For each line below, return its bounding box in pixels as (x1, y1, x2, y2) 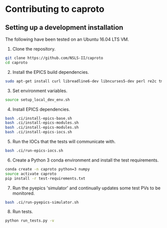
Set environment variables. (12, 88, 68, 94)
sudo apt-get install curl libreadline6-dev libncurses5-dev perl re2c (5, 78, 157, 84)
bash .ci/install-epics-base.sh (5, 115, 72, 121)
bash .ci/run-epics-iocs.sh (5, 148, 64, 153)
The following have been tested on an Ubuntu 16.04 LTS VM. (5, 36, 129, 42)
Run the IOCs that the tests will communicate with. (12, 139, 116, 144)
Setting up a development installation (5, 23, 123, 32)
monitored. (12, 190, 35, 196)
